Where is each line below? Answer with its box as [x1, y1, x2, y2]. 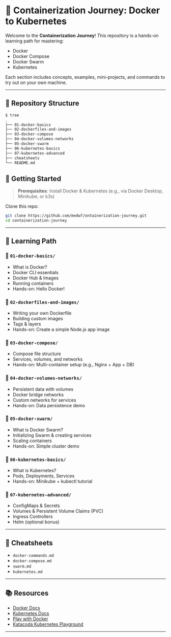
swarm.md [12, 564, 32, 569]
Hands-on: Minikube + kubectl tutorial [12, 478, 93, 485]
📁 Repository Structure [5, 99, 79, 108]
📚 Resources [5, 588, 49, 598]
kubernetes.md [12, 569, 43, 575]
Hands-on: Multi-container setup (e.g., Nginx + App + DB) [12, 362, 135, 368]
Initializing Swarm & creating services [12, 432, 92, 438]
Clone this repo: [5, 203, 39, 209]
